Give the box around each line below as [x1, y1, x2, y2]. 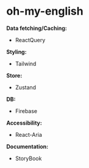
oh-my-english [6, 4, 84, 18]
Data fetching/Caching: [6, 24, 67, 32]
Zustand [15, 84, 37, 91]
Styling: [6, 48, 27, 56]
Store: [6, 71, 23, 79]
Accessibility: [6, 119, 43, 126]
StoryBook [15, 155, 42, 162]
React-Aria [15, 131, 43, 138]
